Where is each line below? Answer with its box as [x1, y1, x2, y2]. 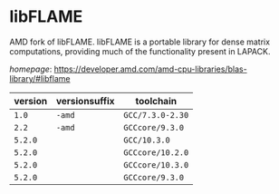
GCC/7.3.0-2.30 [123, 110, 189, 120]
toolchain [135, 94, 178, 107]
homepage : [9, 63, 53, 74]
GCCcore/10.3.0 [123, 160, 189, 170]
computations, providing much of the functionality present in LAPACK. [9, 45, 271, 56]
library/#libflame [9, 73, 71, 83]
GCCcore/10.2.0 [123, 147, 189, 158]
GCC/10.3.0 [123, 134, 170, 145]
